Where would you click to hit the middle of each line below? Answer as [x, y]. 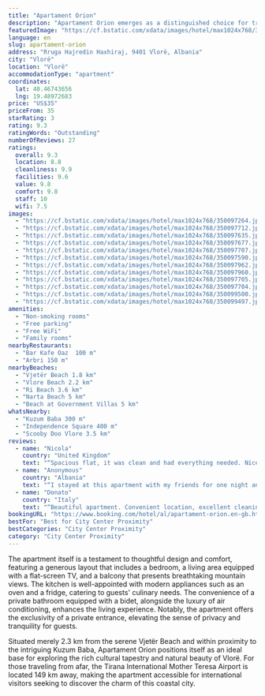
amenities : [26, 309]
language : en [30, 37]
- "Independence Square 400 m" [67, 426]
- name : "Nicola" [44, 448]
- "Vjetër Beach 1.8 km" [56, 375]
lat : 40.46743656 [44, 89]
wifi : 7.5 [31, 206]
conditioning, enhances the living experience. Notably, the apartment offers [131, 609]
